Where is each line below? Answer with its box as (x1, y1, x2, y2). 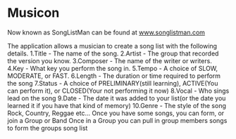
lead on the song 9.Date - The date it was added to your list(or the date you (7, 93, 226, 102)
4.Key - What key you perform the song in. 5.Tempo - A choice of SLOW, (7, 64, 218, 72)
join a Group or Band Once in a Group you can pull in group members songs (7, 116, 228, 124)
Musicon (7, 5, 60, 21)
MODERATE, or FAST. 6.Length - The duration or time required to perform (7, 72, 221, 80)
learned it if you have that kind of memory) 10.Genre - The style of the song (7, 101, 227, 110)
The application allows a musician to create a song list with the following (7, 41, 217, 50)
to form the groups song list (7, 124, 88, 132)
